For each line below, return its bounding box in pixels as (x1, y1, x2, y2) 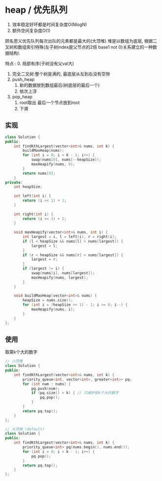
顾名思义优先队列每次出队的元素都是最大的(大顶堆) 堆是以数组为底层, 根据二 (5, 38, 158, 44)
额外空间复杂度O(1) (12, 27, 51, 33)
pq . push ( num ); (31, 386, 60, 391)
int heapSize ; (14, 184, 42, 189)
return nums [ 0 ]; (22, 171, 56, 176)
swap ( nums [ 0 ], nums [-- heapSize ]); (31, 157, 101, 162)
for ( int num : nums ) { (22, 381, 71, 386)
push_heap (12, 76, 35, 82)
